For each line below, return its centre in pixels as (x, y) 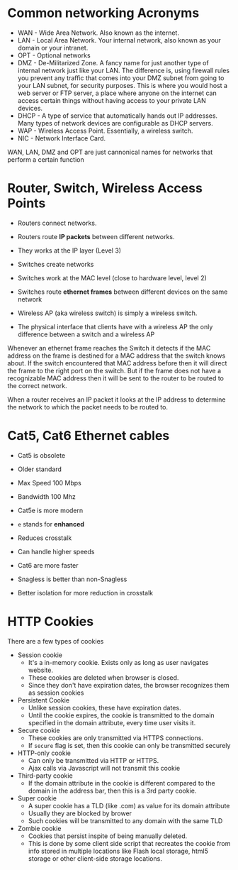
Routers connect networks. (57, 223)
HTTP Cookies (51, 622)
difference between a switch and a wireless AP (86, 334)
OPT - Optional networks (54, 55)
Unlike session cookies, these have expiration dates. (105, 707)
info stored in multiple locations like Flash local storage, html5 (118, 851)
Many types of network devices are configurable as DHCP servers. (115, 123)
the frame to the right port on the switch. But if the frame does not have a (114, 370)
